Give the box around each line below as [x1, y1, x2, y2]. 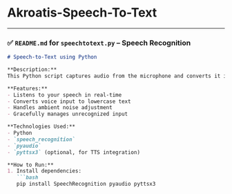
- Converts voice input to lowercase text [7, 98, 131, 105]
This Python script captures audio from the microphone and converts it [7, 72, 221, 79]
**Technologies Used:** [7, 123, 76, 130]
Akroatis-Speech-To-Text [7, 5, 157, 21]
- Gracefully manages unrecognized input [7, 110, 128, 118]
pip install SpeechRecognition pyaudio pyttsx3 [16, 181, 156, 188]
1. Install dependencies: [7, 168, 81, 175]
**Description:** [7, 66, 57, 73]
